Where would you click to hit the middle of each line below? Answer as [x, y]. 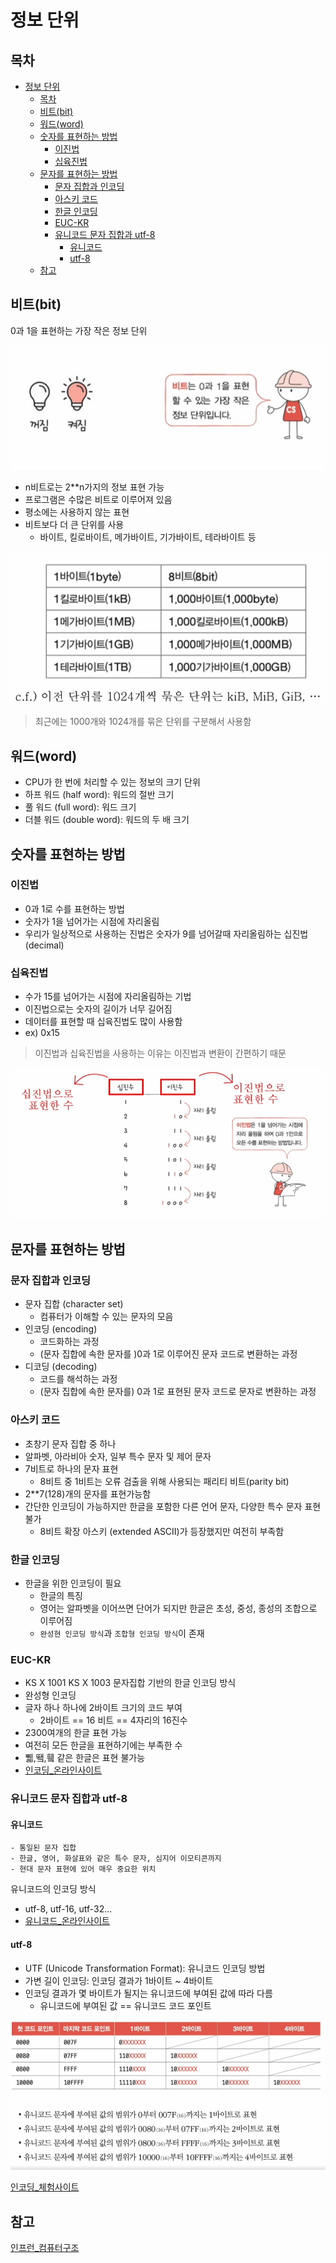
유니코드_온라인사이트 [67, 1921]
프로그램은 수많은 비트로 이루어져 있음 [98, 500]
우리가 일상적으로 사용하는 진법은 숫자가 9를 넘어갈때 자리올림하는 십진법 [166, 933]
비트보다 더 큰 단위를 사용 [74, 525]
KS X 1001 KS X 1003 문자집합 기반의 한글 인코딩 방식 [130, 1683]
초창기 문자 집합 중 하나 [70, 1443]
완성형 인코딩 [50, 1695]
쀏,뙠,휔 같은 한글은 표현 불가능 [85, 1758]
